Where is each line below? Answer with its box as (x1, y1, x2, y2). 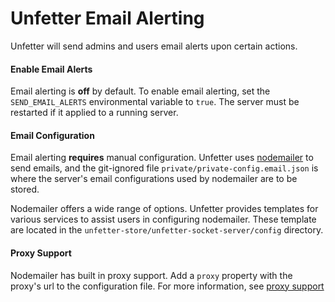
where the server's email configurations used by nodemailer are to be (10, 173, 298, 185)
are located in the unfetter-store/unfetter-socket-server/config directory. (10, 224, 324, 236)
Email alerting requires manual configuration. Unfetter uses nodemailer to (10, 152, 314, 164)
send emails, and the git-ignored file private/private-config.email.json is (10, 162, 319, 174)
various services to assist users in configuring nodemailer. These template (10, 213, 317, 226)
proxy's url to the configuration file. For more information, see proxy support (10, 280, 325, 292)
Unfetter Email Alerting (10, 7, 205, 30)
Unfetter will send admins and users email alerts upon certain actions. (10, 40, 298, 52)
